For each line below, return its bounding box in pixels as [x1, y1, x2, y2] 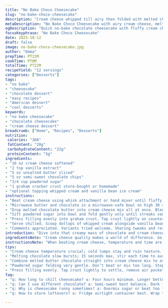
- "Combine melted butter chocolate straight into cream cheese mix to [5, 258, 157, 263]
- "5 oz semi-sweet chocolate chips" [5, 174, 84, 180]
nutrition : [5, 133, 28, 138]
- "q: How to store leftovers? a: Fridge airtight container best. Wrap [5, 291, 160, 296]
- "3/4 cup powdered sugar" [5, 179, 64, 184]
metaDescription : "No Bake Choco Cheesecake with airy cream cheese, [5, 21, 153, 26]
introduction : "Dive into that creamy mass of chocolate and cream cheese [5, 230, 164, 235]
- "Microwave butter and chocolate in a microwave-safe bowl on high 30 [5, 202, 160, 207]
